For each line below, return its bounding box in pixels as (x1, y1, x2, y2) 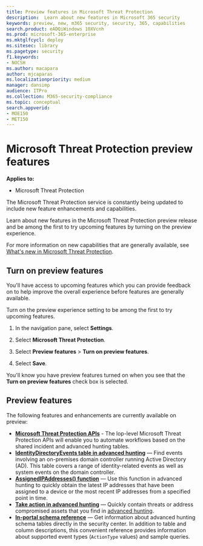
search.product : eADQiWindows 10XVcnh (6, 25, 104, 32)
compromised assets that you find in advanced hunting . (15, 507, 155, 514)
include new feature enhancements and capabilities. (6, 205, 137, 212)
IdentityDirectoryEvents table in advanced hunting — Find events (15, 449, 183, 456)
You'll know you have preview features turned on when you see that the (6, 371, 185, 379)
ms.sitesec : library (6, 43, 59, 49)
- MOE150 (6, 110, 28, 116)
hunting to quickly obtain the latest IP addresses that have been (15, 481, 175, 488)
